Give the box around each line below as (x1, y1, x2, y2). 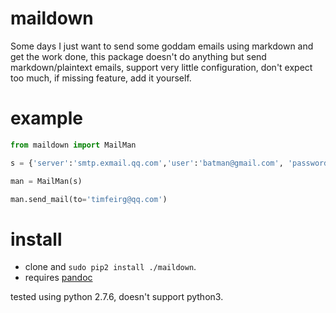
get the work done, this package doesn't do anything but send (10, 50, 267, 62)
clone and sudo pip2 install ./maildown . (24, 261, 197, 273)
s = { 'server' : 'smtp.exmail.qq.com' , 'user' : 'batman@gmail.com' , (10, 158, 284, 168)
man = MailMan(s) (10, 176, 83, 186)
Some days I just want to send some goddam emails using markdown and (10, 40, 314, 52)
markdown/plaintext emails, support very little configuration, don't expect (10, 61, 313, 73)
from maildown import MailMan (10, 140, 137, 150)
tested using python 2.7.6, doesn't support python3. (10, 291, 224, 303)
